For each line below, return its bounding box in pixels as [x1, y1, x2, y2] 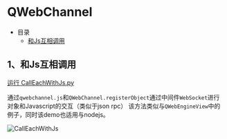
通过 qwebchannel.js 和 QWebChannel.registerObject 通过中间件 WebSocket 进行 [7, 93, 220, 101]
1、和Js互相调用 [7, 59, 77, 71]
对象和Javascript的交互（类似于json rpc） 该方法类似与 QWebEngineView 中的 [7, 102, 221, 110]
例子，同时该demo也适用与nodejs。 [7, 110, 109, 118]
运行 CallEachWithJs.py [7, 78, 75, 86]
